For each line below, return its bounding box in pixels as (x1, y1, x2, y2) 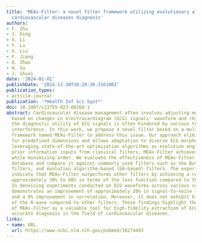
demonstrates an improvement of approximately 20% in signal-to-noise (11, 188, 192, 194)
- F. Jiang (6, 54, 34, 60)
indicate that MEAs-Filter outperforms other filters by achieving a (11, 171, 189, 178)
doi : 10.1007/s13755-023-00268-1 (6, 104, 90, 110)
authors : (6, 20, 28, 26)
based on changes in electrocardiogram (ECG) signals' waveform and (11, 115, 187, 121)
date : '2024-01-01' (6, 76, 55, 82)
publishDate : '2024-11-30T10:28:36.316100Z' (6, 82, 120, 88)
